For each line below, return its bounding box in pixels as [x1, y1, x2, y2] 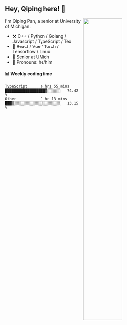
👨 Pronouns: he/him [12, 59, 53, 65]
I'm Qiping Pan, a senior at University [5, 18, 81, 24]
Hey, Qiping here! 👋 [5, 5, 66, 13]
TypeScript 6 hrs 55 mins [5, 84, 70, 89]
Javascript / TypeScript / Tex [12, 38, 72, 44]
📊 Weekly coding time [5, 71, 53, 77]
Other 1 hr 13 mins [5, 97, 68, 102]
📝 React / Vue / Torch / [12, 43, 59, 49]
